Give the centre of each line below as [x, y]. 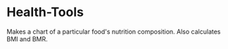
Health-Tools [45, 12]
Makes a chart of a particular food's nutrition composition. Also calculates [114, 31]
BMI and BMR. [27, 38]
